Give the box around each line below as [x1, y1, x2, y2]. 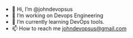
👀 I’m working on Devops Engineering [11, 12, 103, 19]
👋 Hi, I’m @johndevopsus [11, 6, 73, 12]
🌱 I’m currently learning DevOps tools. [11, 18, 105, 25]
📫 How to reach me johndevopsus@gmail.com [11, 25, 127, 32]
